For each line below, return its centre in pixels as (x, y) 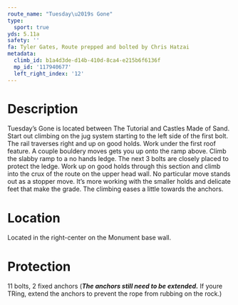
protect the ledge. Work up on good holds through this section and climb (114, 166)
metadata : (22, 54)
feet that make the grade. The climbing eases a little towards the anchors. (115, 189)
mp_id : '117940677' (43, 67)
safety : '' (24, 41)
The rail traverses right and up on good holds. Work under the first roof (112, 144)
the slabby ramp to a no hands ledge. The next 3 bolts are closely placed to (118, 159)
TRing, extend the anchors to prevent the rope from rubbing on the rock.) (115, 294)
